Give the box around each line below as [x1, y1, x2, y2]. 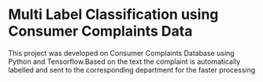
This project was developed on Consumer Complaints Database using [8, 48, 235, 58]
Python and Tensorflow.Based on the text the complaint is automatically [8, 57, 241, 66]
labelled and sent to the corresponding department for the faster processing [8, 65, 256, 74]
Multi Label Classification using [8, 6, 219, 24]
